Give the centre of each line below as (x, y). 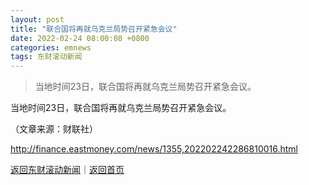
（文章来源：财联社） (54, 129)
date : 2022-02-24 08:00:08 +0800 (80, 38)
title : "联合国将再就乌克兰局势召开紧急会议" (94, 29)
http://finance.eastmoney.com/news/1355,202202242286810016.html (154, 149)
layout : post (37, 19)
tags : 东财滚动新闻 (46, 57)
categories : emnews (51, 47)
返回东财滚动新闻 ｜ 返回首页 (67, 170)
